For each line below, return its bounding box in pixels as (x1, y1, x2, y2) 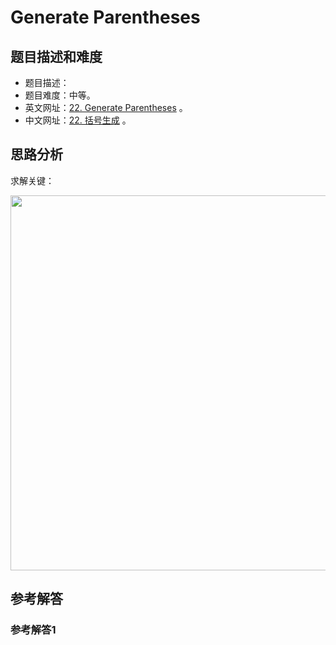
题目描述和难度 (10, 48, 103, 65)
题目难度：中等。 (24, 89, 96, 101)
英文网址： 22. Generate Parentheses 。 (24, 102, 188, 113)
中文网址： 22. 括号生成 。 (24, 114, 132, 126)
